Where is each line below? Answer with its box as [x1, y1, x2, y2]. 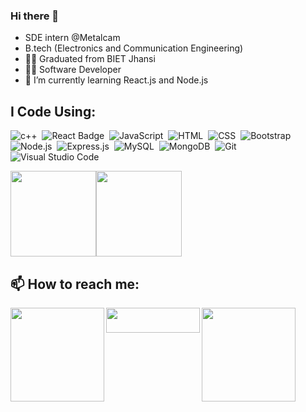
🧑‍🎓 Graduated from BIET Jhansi [24, 53, 156, 65]
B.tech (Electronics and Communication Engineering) [24, 42, 244, 54]
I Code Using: [10, 103, 97, 120]
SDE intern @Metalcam [24, 32, 121, 44]
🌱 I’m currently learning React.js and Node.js [24, 74, 209, 86]
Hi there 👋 [10, 9, 60, 23]
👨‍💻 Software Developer [24, 64, 122, 76]
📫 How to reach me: [10, 275, 140, 293]
